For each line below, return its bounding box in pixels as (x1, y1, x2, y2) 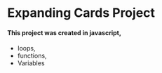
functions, (17, 51, 47, 60)
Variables (17, 59, 45, 67)
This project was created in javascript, (7, 28, 121, 36)
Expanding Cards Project (7, 5, 156, 21)
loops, (17, 44, 36, 53)
